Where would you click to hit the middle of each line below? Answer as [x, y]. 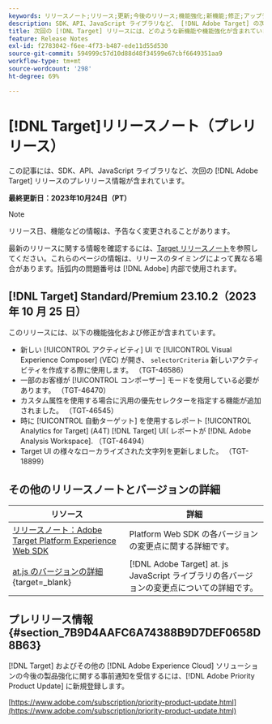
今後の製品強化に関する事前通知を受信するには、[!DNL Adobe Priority [138, 676]
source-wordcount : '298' [50, 69]
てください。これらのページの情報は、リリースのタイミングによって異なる [132, 258]
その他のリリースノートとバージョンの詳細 [115, 489]
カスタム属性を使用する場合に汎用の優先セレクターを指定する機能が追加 [140, 401]
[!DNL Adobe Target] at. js [179, 564]
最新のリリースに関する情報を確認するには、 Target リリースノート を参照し [133, 248]
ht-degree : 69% [34, 76]
